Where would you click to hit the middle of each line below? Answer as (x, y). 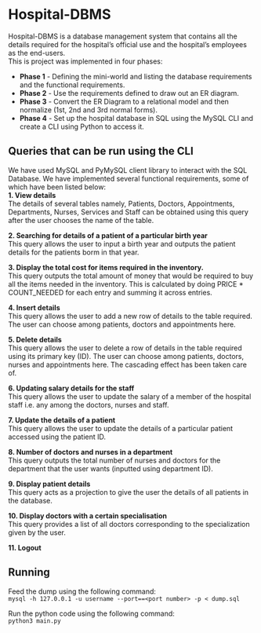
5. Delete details (35, 339)
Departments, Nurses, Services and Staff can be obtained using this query (129, 212)
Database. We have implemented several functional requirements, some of (129, 178)
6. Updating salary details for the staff (71, 388)
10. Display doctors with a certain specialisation (87, 515)
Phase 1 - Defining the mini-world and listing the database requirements (136, 76)
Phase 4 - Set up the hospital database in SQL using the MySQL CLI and (136, 118)
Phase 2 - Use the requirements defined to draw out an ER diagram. (129, 93)
